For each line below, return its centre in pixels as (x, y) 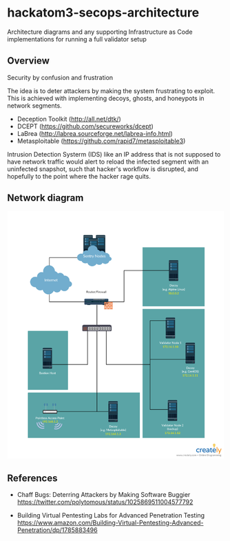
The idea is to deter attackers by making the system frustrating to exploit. (111, 90)
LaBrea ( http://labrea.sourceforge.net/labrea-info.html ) (95, 133)
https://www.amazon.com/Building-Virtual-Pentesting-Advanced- (110, 523)
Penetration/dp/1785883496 (57, 530)
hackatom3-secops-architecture (103, 13)
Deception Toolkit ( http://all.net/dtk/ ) (69, 119)
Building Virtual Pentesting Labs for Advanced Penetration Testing (111, 515)
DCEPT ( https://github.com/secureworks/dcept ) (85, 126)
